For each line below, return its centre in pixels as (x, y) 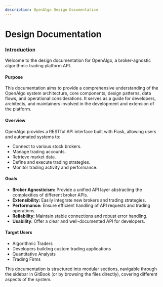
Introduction (20, 49)
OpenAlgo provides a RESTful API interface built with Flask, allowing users (81, 131)
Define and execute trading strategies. (51, 162)
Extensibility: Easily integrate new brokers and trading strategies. (79, 200)
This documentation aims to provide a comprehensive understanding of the (82, 88)
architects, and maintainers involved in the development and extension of (80, 104)
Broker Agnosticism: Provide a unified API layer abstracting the (77, 190)
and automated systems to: (33, 137)
